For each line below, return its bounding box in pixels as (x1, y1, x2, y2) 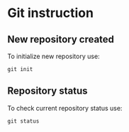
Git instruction (7, 5, 94, 21)
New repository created (7, 33, 115, 45)
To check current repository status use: (7, 104, 123, 112)
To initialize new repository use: (7, 52, 101, 60)
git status (7, 117, 40, 125)
